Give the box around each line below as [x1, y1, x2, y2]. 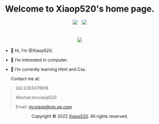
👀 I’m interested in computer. [10, 57, 68, 62]
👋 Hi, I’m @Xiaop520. [10, 47, 53, 53]
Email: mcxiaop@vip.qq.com [15, 104, 72, 109]
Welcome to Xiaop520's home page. [5, 3, 155, 15]
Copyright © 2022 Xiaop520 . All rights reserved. [31, 113, 128, 119]
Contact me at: [10, 76, 41, 81]
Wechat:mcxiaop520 [15, 94, 57, 100]
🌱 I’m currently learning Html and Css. [10, 66, 87, 72]
